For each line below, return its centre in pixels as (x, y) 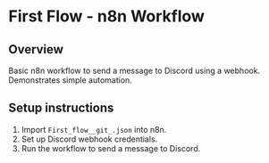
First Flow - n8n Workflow (106, 16)
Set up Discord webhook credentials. (89, 139)
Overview (36, 49)
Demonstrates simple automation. (71, 80)
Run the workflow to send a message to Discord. (111, 148)
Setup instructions (61, 108)
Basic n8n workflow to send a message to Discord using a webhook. (134, 70)
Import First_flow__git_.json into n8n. (94, 129)
